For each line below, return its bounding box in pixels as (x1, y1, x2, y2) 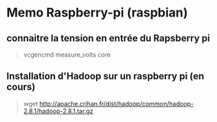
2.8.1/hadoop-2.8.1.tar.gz (23, 107, 94, 115)
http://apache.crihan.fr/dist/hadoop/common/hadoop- (39, 99, 194, 108)
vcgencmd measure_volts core (23, 50, 111, 59)
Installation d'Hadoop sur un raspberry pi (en (6, 70, 205, 82)
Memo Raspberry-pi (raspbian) (6, 5, 188, 21)
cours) (6, 81, 36, 93)
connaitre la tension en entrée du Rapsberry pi (6, 32, 210, 44)
